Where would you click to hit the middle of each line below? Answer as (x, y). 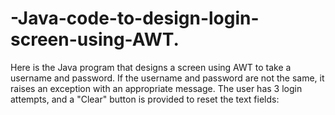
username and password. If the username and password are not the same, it (167, 78)
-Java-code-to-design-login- (135, 18)
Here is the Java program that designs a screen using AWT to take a (151, 67)
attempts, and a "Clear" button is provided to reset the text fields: (145, 99)
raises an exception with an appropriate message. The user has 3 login (156, 88)
